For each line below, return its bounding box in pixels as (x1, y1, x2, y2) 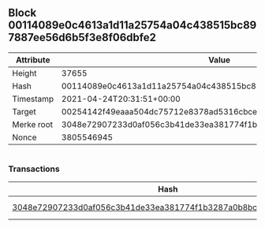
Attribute (15, 54, 50, 65)
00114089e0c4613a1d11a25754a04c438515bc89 (8, 19, 257, 32)
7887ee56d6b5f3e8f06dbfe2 (8, 31, 156, 44)
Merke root (12, 118, 54, 129)
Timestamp (12, 93, 54, 104)
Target (12, 106, 37, 117)
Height (12, 67, 37, 78)
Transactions (8, 163, 61, 174)
